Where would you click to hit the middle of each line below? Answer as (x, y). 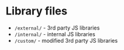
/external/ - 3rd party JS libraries (57, 28)
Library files (37, 11)
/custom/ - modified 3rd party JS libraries (66, 40)
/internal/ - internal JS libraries (55, 34)
